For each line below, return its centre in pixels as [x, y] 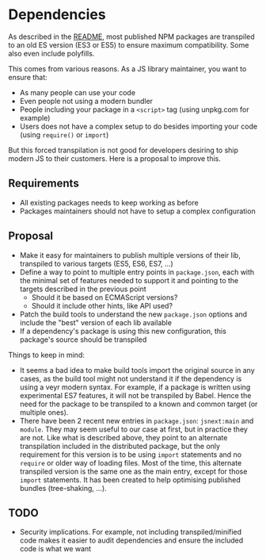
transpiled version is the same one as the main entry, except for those [133, 471]
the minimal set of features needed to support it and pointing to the [129, 280]
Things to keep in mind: [46, 355]
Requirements [44, 184]
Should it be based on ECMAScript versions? [104, 297]
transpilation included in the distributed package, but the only [120, 446]
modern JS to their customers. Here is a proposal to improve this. [115, 158]
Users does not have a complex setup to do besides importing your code [139, 126]
